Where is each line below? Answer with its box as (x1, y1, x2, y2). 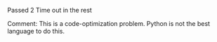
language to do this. (7, 27, 65, 35)
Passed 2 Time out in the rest (7, 6, 93, 14)
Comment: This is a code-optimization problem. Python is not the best (7, 20, 211, 27)
